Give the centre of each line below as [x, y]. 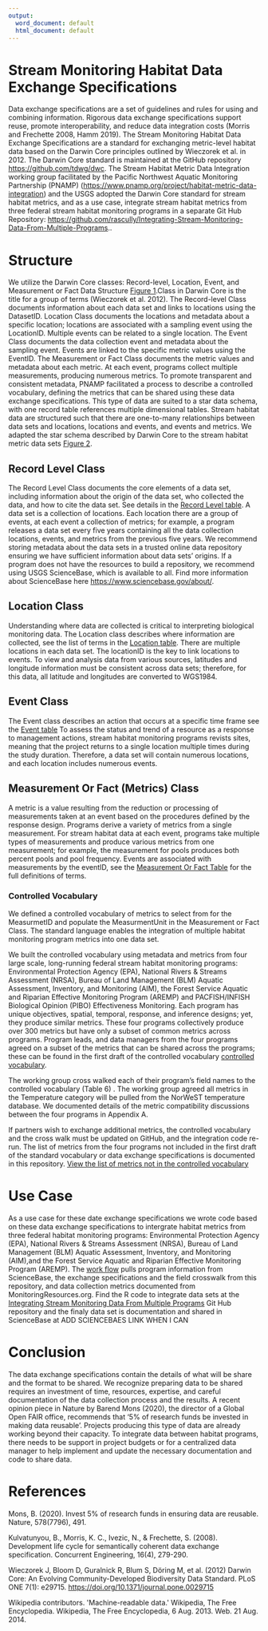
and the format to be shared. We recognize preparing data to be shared [126, 1383]
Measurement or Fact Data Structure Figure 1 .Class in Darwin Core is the [127, 291]
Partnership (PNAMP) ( [46, 185]
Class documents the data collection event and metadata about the [118, 342]
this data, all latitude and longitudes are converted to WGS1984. [113, 677]
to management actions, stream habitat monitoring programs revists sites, [130, 738]
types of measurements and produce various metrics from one [111, 841]
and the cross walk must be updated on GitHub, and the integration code [128, 1138]
